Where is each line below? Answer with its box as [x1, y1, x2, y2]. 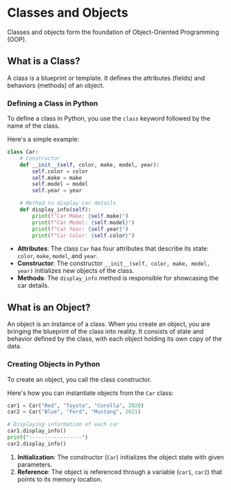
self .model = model [32, 180, 89, 188]
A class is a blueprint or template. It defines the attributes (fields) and [7, 74, 205, 82]
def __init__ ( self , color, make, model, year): [19, 161, 160, 168]
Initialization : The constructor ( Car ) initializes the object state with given [17, 453, 224, 461]
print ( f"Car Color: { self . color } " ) [32, 232, 135, 239]
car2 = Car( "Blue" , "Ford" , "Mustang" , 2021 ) [7, 408, 141, 416]
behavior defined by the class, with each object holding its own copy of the [7, 335, 222, 343]
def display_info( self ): [19, 206, 92, 213]
